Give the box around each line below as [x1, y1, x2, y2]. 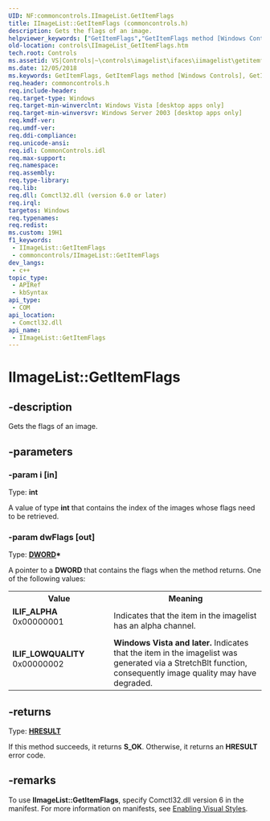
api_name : [8, 326, 42, 334]
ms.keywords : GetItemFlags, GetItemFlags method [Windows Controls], [8, 72, 247, 80]
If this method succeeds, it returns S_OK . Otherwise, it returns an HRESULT [8, 742, 258, 752]
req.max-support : [8, 154, 67, 162]
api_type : [8, 296, 42, 304]
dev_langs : [8, 258, 45, 266]
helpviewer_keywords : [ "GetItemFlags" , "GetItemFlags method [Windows [8, 34, 247, 43]
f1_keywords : [8, 237, 52, 245]
